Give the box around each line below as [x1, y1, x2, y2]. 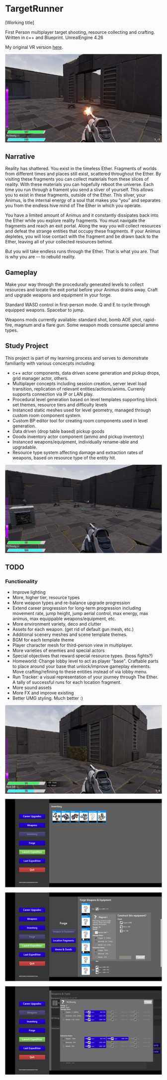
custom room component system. [12, 412, 82, 418]
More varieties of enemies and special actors [12, 648, 105, 653]
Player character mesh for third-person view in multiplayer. [12, 642, 133, 648]
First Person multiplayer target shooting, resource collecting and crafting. [5, 29, 155, 35]
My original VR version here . [5, 44, 63, 50]
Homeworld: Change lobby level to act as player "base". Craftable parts [12, 658, 159, 664]
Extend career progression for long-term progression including [12, 605, 142, 611]
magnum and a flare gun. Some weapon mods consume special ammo [14, 322, 159, 328]
